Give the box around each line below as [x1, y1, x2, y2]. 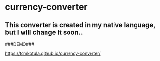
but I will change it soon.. [5, 28, 83, 36]
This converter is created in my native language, [5, 21, 156, 29]
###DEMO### [5, 41, 35, 47]
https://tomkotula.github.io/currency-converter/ [5, 50, 101, 56]
